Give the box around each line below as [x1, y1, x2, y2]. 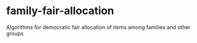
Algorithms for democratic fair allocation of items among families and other [6, 24, 191, 31]
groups [6, 29, 24, 37]
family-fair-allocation [6, 4, 115, 18]
